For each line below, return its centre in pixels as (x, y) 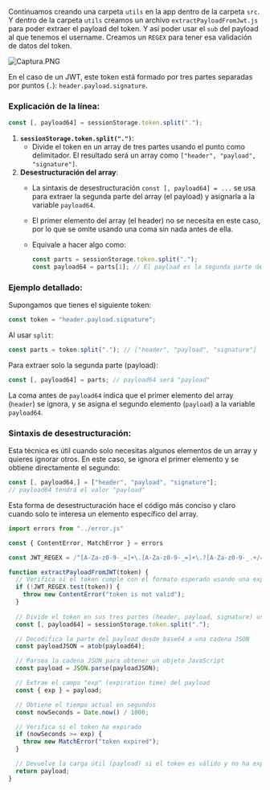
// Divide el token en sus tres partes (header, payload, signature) (134, 617)
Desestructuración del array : (69, 173)
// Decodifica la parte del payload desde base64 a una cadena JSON (133, 639)
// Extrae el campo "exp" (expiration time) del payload (113, 683)
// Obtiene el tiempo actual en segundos (86, 705)
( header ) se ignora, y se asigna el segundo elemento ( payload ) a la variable (132, 403)
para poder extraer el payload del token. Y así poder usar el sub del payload (133, 29)
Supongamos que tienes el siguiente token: (80, 305)
